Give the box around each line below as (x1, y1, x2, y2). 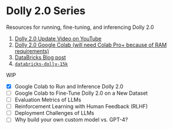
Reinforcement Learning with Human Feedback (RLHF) (14, 103, 148, 110)
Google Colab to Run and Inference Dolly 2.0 (14, 82, 124, 90)
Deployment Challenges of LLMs (14, 110, 94, 117)
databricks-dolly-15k (14, 61, 68, 67)
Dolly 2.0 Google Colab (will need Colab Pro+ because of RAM (14, 41, 167, 48)
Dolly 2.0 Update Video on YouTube (14, 35, 102, 42)
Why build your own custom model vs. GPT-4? (14, 116, 128, 123)
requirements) (14, 47, 50, 54)
